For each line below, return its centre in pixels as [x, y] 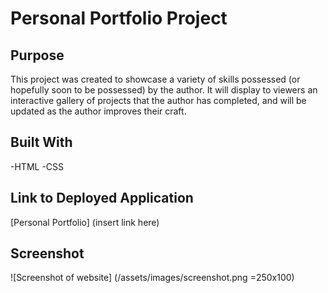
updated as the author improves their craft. [98, 111]
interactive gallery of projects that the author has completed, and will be [158, 100]
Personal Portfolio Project [119, 18]
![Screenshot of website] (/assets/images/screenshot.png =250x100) [152, 278]
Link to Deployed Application [102, 198]
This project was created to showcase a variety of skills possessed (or [155, 79]
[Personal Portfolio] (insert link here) [85, 222]
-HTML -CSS [37, 166]
